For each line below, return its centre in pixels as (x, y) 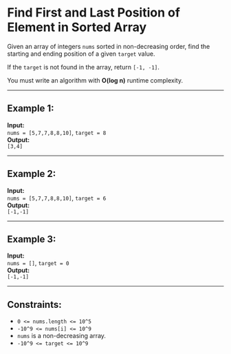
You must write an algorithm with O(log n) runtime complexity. (95, 80)
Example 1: (31, 108)
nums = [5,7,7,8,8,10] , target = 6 (57, 198)
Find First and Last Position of (94, 13)
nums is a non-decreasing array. (62, 336)
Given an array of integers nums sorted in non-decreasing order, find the (109, 46)
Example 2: (32, 174)
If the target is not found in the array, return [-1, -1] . (84, 67)
